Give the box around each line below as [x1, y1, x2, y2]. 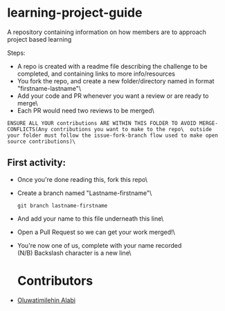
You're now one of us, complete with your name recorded [17, 241, 182, 249]
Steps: [7, 49, 26, 57]
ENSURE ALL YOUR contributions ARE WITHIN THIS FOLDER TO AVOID [7, 119, 197, 126]
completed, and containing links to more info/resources [17, 69, 175, 78]
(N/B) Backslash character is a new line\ [17, 249, 132, 257]
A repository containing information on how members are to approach [7, 28, 206, 36]
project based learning [7, 35, 72, 43]
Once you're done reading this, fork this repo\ [17, 175, 147, 183]
